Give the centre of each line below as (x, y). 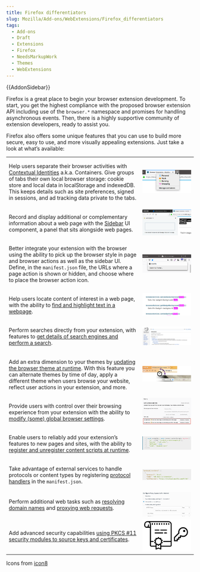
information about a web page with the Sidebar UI (69, 223)
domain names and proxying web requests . (61, 507)
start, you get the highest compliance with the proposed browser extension (98, 105)
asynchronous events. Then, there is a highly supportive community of (93, 118)
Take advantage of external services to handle (65, 469)
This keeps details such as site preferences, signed (71, 192)
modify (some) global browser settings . (57, 418)
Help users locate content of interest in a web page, (72, 299)
